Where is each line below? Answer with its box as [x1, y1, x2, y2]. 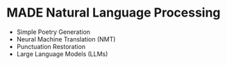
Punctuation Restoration [16, 42, 86, 50]
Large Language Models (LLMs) [16, 50, 108, 58]
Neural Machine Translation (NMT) [16, 35, 116, 43]
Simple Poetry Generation [16, 28, 91, 36]
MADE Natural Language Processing [6, 5, 221, 21]
